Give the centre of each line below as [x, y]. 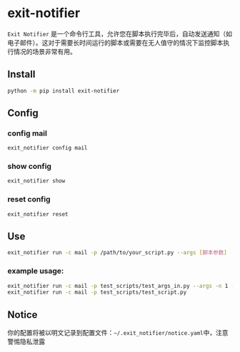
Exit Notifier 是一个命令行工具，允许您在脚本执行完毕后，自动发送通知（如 [120, 33]
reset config [29, 200]
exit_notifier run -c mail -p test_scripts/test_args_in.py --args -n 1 [118, 286]
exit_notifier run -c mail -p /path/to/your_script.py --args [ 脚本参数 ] [117, 253]
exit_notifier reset [38, 214]
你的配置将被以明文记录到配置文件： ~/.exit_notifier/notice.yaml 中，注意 [118, 333]
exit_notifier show [36, 181]
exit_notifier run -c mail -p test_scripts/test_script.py [97, 293]
